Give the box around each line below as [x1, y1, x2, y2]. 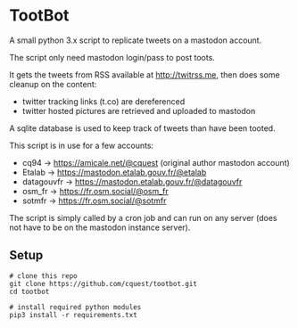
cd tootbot [9, 287, 50, 296]
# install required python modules [9, 302, 142, 312]
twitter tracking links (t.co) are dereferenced [21, 95, 186, 107]
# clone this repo [9, 271, 78, 281]
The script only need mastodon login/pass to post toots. [9, 52, 216, 62]
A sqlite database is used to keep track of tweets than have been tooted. [9, 122, 276, 134]
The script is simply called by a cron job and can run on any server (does [9, 212, 277, 223]
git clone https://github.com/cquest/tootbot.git [9, 279, 198, 288]
